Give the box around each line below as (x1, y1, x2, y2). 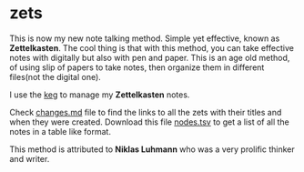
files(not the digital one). (9, 71, 102, 82)
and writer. (9, 153, 50, 164)
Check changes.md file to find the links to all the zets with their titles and (9, 106, 282, 117)
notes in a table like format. (9, 126, 112, 137)
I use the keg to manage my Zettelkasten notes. (9, 89, 190, 100)
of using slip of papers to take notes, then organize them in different (9, 62, 265, 73)
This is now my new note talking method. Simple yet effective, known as (9, 33, 280, 44)
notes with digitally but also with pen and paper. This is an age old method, (9, 52, 290, 63)
